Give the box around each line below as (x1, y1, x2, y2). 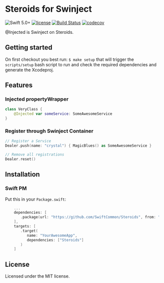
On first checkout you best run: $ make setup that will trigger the (5, 56, 134, 62)
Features (5, 81, 33, 89)
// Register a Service (5, 139, 51, 144)
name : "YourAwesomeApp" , (26, 233, 78, 238)
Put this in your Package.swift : (5, 196, 66, 202)
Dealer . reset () (5, 156, 36, 161)
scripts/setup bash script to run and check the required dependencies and (5, 61, 157, 67)
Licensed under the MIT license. (5, 273, 70, 279)
